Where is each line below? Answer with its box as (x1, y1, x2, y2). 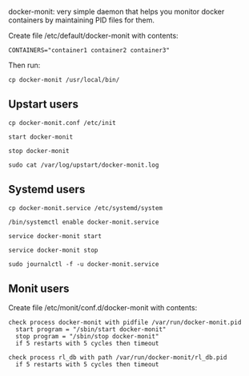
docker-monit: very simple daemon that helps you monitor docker (8, 7, 225, 16)
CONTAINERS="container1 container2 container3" (8, 46, 171, 55)
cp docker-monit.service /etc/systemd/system (8, 204, 163, 212)
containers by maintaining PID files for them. (8, 15, 155, 25)
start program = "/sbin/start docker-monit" (15, 325, 167, 334)
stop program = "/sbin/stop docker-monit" (15, 333, 159, 341)
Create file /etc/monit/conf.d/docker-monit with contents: (8, 303, 198, 313)
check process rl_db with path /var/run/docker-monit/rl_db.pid (8, 354, 227, 362)
